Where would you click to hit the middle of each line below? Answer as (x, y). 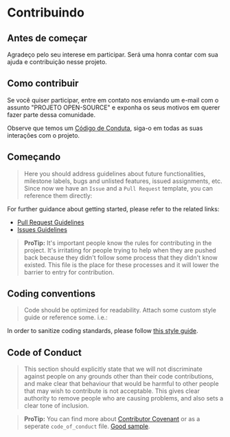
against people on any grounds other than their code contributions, (119, 376)
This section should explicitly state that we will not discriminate (113, 369)
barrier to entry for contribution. (69, 272)
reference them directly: (58, 195)
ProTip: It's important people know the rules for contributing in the (118, 243)
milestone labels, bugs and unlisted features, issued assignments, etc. (123, 181)
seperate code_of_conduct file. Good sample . (87, 426)
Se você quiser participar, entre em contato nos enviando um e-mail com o (113, 100)
